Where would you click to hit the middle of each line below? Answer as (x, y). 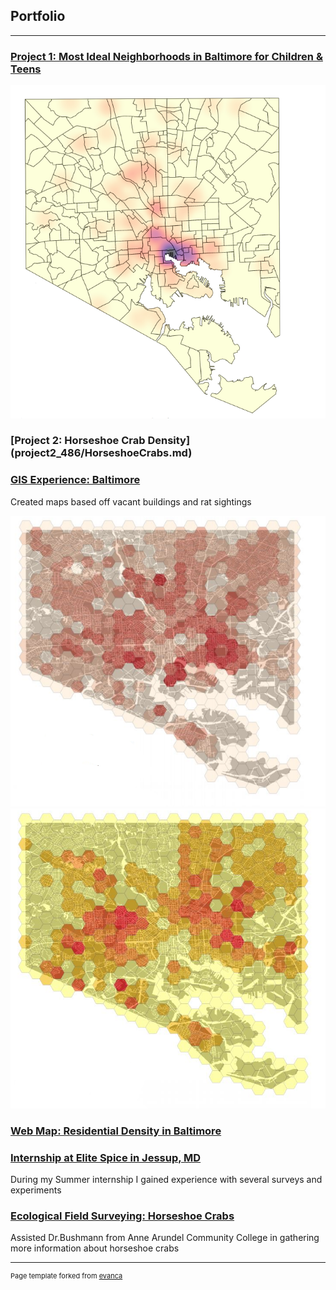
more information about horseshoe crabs (95, 1248)
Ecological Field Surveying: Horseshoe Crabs (122, 1216)
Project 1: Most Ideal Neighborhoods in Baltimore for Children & (166, 56)
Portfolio (38, 16)
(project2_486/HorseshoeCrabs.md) (101, 453)
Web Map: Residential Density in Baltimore (116, 1131)
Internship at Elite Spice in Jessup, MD (106, 1157)
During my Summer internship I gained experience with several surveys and (166, 1179)
